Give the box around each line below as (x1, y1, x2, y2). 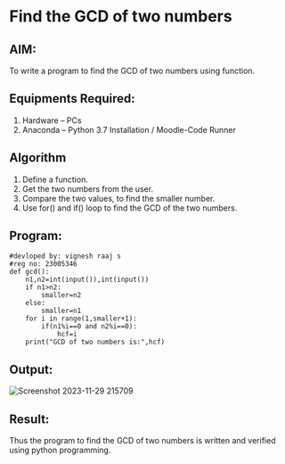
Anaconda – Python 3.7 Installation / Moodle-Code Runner (21, 124, 236, 135)
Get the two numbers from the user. (21, 183, 154, 194)
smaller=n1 (41, 306, 82, 316)
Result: (9, 411, 50, 427)
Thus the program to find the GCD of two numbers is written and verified (9, 435, 276, 446)
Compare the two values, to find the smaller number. (21, 193, 216, 203)
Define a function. (21, 174, 89, 185)
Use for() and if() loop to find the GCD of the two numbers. (21, 203, 238, 213)
